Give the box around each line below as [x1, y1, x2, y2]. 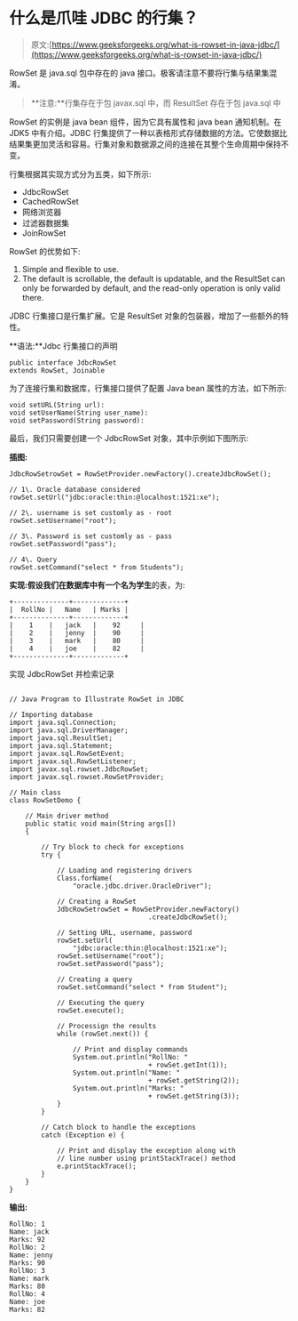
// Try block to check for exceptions [41, 842, 184, 852]
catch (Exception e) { [41, 1131, 125, 1140]
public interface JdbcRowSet [9, 358, 117, 367]
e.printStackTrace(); [56, 1162, 137, 1171]
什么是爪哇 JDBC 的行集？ [9, 8, 200, 28]
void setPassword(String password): [9, 415, 145, 425]
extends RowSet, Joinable [9, 366, 105, 375]
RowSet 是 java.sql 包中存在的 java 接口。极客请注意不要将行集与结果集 [9, 68, 270, 78]
